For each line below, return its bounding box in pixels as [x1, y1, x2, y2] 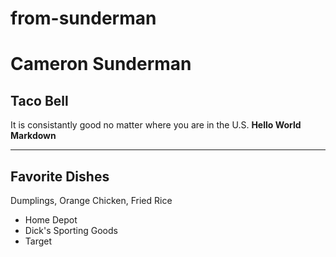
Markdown [10, 130, 57, 142]
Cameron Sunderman [10, 53, 192, 76]
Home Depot [24, 214, 78, 226]
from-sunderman [10, 7, 157, 30]
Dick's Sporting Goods [24, 225, 118, 236]
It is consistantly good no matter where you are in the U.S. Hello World [10, 119, 302, 131]
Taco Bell [10, 92, 69, 109]
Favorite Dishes [10, 168, 110, 185]
